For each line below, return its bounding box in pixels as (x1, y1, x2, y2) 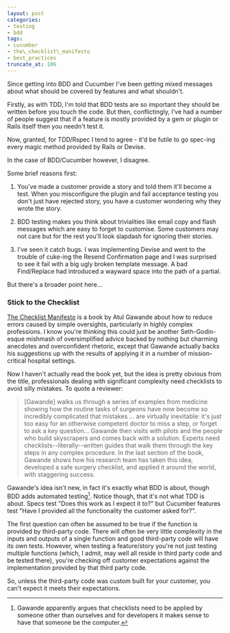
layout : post (7, 10, 44, 17)
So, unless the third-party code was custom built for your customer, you (7, 576, 211, 585)
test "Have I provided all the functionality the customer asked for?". (7, 506, 196, 515)
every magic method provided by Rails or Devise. (7, 142, 146, 151)
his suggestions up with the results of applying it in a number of (7, 349, 187, 357)
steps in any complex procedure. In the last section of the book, (23, 448, 204, 456)
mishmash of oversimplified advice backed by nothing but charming (26, 335, 218, 343)
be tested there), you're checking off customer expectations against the (7, 556, 210, 565)
